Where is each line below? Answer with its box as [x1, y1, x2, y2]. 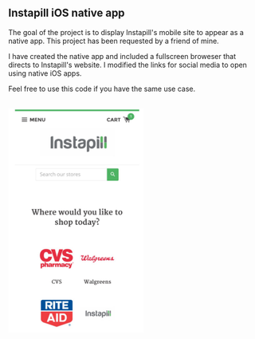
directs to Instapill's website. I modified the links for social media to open [8, 60, 247, 69]
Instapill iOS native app [8, 6, 125, 20]
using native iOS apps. [8, 68, 82, 78]
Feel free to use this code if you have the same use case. [8, 84, 196, 93]
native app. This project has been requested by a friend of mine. [8, 36, 219, 45]
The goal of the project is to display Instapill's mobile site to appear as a [8, 27, 245, 37]
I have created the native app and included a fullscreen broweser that [8, 51, 237, 61]
